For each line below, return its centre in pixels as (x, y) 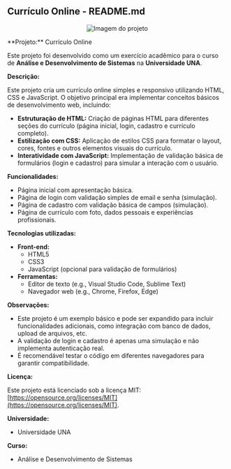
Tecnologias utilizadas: (42, 233)
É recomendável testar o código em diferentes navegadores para (111, 355)
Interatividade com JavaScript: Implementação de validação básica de (120, 155)
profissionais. (37, 219)
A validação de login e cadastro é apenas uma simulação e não (108, 340)
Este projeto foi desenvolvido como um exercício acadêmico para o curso (113, 55)
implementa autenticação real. (61, 348)
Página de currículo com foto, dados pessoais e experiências (105, 212)
